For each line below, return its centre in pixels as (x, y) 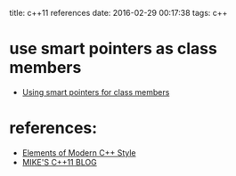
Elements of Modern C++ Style (79, 152)
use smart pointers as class (114, 49)
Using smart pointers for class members (96, 92)
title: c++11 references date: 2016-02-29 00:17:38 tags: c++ (118, 13)
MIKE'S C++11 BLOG (60, 162)
